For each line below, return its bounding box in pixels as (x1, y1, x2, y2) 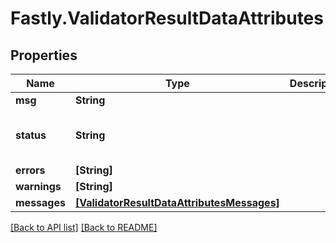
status (15, 128, 47, 142)
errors (15, 163, 46, 177)
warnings (15, 180, 62, 193)
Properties (10, 47, 78, 64)
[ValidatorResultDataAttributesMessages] (74, 196, 280, 209)
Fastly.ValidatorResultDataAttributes (10, 7, 324, 30)
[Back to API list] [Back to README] (10, 222, 158, 233)
